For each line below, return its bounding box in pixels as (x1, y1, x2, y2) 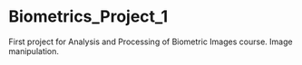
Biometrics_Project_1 (8, 6, 169, 27)
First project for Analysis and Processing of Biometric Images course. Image (8, 36, 293, 47)
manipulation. (8, 45, 60, 56)
